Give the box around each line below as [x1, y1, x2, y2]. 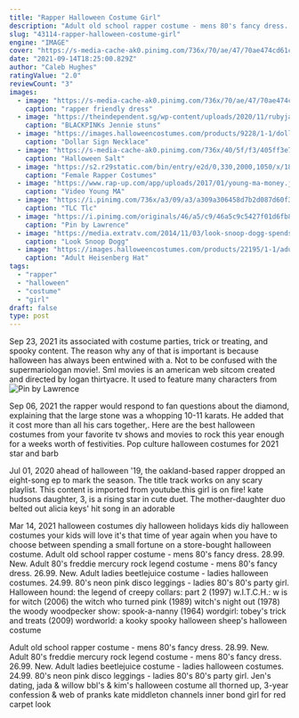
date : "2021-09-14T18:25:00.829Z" [9, 54, 138, 63]
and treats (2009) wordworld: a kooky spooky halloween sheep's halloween [9, 615, 287, 626]
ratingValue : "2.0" [9, 71, 82, 80]
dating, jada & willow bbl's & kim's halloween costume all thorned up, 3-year [9, 680, 289, 691]
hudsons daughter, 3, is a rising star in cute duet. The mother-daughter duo [9, 494, 287, 505]
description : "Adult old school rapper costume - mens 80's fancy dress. [9, 21, 289, 30]
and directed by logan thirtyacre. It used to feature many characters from [9, 374, 278, 384]
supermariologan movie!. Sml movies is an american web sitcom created [9, 365, 276, 376]
